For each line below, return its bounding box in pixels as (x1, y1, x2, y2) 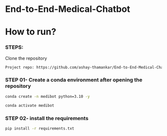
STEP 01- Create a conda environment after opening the (5, 76, 143, 83)
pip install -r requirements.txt (5, 126, 75, 131)
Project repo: (5, 65, 35, 70)
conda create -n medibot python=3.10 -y (5, 94, 90, 99)
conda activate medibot (5, 103, 55, 108)
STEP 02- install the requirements (5, 115, 88, 122)
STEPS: (5, 44, 24, 51)
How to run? (5, 26, 56, 38)
